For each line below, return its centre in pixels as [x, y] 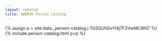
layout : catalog [21, 10]
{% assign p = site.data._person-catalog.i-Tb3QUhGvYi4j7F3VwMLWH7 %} [81, 28]
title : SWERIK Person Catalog [36, 14]
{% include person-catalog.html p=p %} [45, 33]
